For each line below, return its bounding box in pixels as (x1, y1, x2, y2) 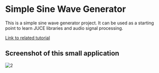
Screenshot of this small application (5, 49, 120, 58)
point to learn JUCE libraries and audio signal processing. (5, 25, 124, 31)
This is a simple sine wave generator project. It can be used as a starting (5, 20, 154, 26)
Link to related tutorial (5, 35, 50, 41)
